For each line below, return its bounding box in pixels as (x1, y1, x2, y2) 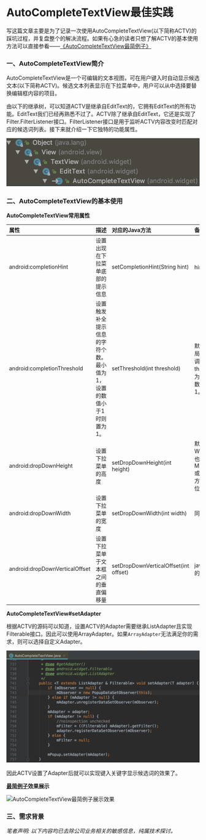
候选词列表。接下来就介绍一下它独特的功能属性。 (17, 126, 141, 133)
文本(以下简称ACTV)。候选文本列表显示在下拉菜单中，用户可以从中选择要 (6, 82, 192, 90)
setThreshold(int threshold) (112, 365, 181, 372)
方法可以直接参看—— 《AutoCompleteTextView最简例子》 (6, 42, 151, 50)
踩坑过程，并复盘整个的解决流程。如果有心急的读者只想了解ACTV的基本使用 (6, 34, 199, 42)
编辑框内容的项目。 (11, 90, 60, 97)
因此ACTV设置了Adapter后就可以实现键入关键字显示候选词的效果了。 (6, 769, 181, 776)
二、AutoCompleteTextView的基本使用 (6, 197, 123, 205)
